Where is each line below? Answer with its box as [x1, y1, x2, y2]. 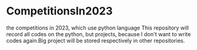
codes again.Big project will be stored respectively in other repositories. [6, 37, 186, 44]
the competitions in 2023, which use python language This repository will [6, 24, 189, 31]
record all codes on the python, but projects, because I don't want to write [6, 30, 192, 37]
